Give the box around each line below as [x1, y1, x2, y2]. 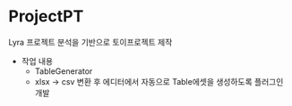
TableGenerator [34, 65, 93, 77]
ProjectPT [8, 6, 84, 27]
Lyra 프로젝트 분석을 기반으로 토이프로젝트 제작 [8, 37, 173, 47]
